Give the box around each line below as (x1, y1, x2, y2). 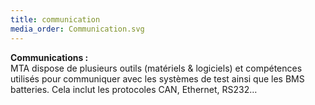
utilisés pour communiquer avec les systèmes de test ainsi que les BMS (10, 72, 305, 85)
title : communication (10, 14, 101, 25)
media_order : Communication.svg (10, 24, 145, 34)
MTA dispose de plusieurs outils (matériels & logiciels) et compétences (10, 62, 303, 74)
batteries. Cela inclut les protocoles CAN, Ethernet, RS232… (10, 83, 258, 95)
